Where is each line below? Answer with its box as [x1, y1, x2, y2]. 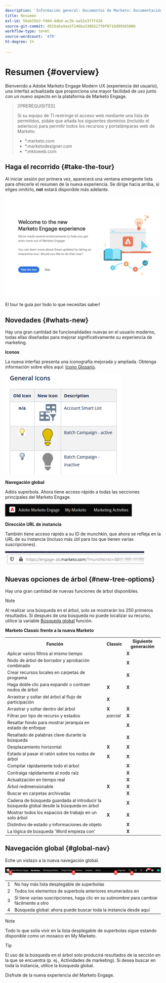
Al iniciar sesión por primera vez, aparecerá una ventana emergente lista [5, 176, 153, 182]
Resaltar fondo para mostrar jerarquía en [7, 720, 90, 726]
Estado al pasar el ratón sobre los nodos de [7, 751, 95, 757]
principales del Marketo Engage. [5, 494, 71, 500]
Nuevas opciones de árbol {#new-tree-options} [5, 575, 155, 583]
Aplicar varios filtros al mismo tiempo [7, 651, 83, 656]
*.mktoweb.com [24, 148, 57, 154]
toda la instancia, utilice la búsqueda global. [5, 962, 94, 968]
